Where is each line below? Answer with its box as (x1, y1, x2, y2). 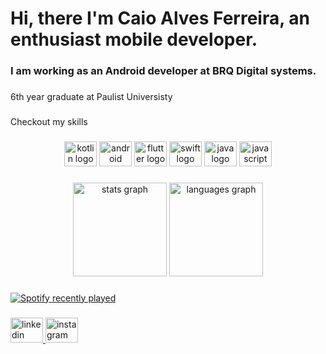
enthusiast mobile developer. (10, 28, 258, 51)
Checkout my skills (10, 115, 88, 127)
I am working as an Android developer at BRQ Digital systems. (10, 64, 317, 78)
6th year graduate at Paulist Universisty (10, 91, 173, 103)
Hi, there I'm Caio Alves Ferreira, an (10, 7, 311, 30)
